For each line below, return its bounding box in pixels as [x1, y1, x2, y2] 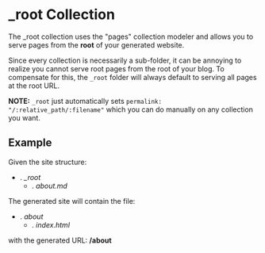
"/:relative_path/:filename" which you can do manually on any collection [8, 105, 254, 114]
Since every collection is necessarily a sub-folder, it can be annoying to [8, 56, 242, 65]
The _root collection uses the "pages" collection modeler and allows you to [8, 32, 254, 41]
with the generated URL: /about [8, 236, 113, 245]
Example [8, 136, 52, 150]
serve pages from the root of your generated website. [8, 40, 185, 49]
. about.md [31, 181, 67, 190]
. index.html [31, 220, 70, 229]
